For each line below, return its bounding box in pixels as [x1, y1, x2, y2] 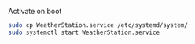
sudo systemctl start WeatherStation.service [8, 29, 160, 36]
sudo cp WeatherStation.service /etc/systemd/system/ [8, 22, 189, 29]
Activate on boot [8, 7, 62, 15]
